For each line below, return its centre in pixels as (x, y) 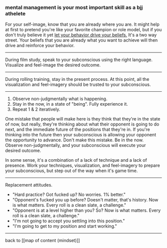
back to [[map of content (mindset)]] (43, 241)
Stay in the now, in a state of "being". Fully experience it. (70, 104)
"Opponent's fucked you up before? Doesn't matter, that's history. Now (85, 200)
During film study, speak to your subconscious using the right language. (79, 60)
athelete (15, 13)
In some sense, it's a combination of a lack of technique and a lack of (76, 160)
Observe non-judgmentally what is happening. (60, 99)
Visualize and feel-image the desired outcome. (53, 65)
